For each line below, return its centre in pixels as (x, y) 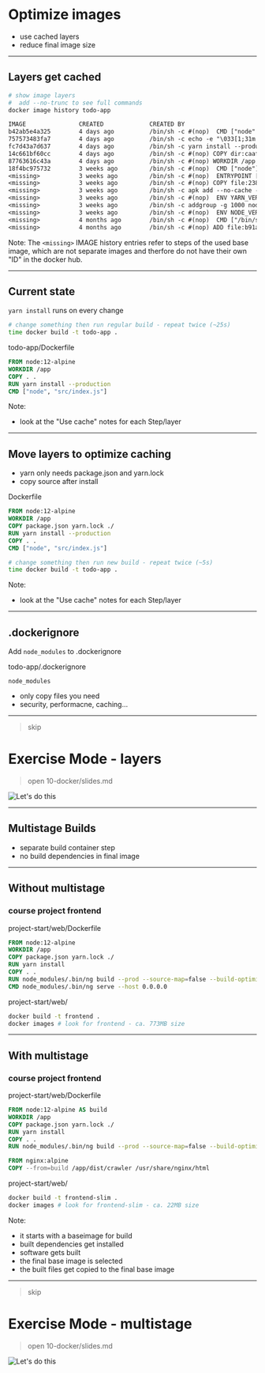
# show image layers (42, 95)
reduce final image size (58, 44)
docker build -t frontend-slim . (63, 1198)
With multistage (49, 1055)
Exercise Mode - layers (85, 759)
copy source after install (59, 482)
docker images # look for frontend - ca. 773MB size (97, 1023)
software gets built (50, 1252)
